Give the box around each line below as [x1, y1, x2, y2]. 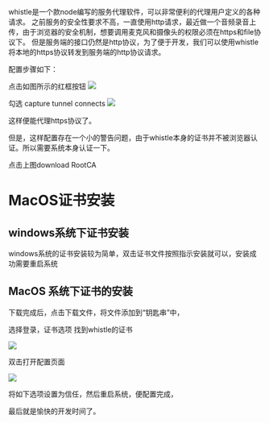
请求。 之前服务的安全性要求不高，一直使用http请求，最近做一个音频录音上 [8, 17, 256, 27]
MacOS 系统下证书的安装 [8, 284, 134, 298]
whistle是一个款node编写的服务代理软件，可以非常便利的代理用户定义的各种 [8, 7, 261, 16]
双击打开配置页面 [8, 357, 65, 367]
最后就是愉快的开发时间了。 [8, 406, 101, 416]
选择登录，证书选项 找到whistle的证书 [8, 325, 133, 334]
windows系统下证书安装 [8, 226, 130, 239]
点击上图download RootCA [8, 160, 97, 169]
